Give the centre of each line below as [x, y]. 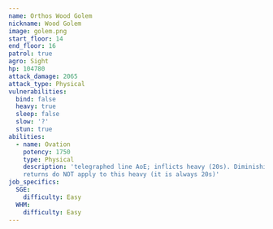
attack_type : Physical [47, 84]
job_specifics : [34, 182]
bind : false [36, 99]
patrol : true [30, 54]
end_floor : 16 [32, 46]
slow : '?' [32, 122]
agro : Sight [28, 62]
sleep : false [38, 114]
